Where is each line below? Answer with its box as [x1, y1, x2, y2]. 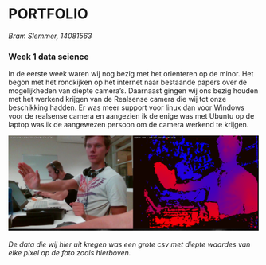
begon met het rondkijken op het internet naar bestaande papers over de [8, 77, 248, 88]
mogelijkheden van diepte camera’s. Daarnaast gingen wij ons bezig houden [8, 86, 259, 95]
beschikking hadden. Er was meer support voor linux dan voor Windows [8, 103, 245, 112]
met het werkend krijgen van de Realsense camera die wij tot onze [8, 95, 227, 104]
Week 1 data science [8, 51, 89, 62]
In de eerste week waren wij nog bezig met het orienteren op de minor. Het [8, 69, 254, 79]
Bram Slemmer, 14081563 [8, 31, 92, 41]
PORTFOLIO [8, 5, 89, 23]
